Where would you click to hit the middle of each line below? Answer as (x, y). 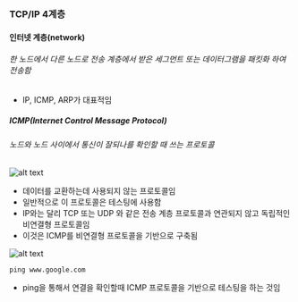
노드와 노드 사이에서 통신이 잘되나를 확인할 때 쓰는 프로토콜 (112, 144)
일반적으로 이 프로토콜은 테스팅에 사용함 (92, 202)
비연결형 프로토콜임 (56, 224)
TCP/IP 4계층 (37, 13)
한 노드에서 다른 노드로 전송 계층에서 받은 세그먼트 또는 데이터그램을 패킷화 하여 (148, 59)
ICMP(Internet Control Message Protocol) (88, 121)
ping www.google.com (48, 270)
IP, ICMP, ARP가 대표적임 (67, 99)
